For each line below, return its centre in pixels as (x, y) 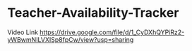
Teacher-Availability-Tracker (93, 13)
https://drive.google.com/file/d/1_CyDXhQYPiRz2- (112, 32)
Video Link (23, 32)
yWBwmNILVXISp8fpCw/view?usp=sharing (71, 39)
